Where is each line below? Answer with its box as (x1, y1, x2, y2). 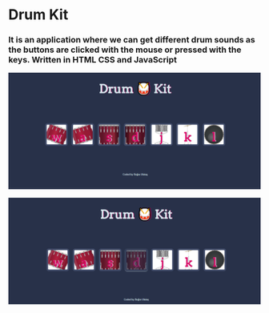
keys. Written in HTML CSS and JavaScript (8, 54, 178, 66)
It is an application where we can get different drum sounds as (8, 34, 255, 46)
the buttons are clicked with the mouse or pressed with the (8, 44, 242, 55)
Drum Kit (8, 6, 69, 24)
